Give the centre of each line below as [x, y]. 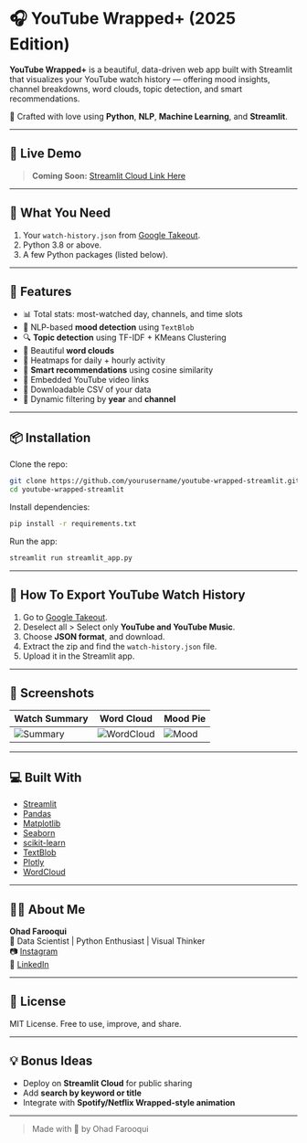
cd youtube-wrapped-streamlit [67, 490]
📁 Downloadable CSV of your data [87, 389]
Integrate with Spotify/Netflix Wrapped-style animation [129, 1102]
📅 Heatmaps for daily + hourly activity [94, 360]
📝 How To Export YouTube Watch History [127, 595]
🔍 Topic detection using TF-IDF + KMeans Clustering [124, 338]
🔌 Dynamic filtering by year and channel [99, 399]
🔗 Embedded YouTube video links [85, 380]
